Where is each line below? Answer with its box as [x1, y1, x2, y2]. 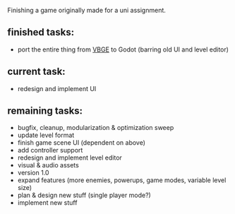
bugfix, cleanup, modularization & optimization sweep [17, 124, 174, 132]
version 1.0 [17, 169, 49, 177]
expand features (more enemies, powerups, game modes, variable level [17, 176, 227, 184]
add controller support [17, 146, 83, 155]
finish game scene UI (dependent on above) [17, 138, 146, 147]
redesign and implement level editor [17, 153, 122, 162]
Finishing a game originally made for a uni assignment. [7, 6, 166, 14]
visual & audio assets [17, 161, 79, 170]
